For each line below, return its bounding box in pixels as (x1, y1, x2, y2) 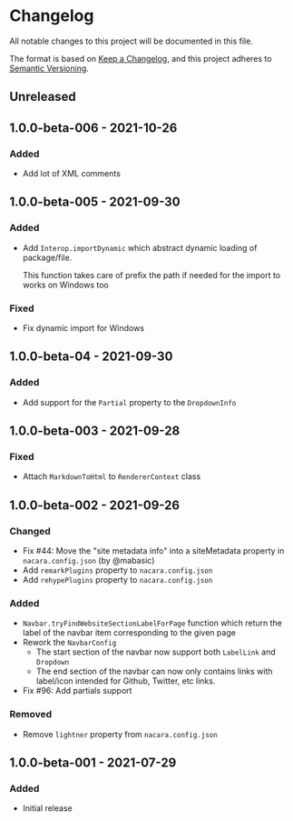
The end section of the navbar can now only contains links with (35, 666, 274, 677)
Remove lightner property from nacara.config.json (22, 728, 218, 739)
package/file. (22, 252, 73, 263)
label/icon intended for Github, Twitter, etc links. (35, 676, 216, 686)
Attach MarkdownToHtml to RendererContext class (22, 471, 201, 482)
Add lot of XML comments (22, 168, 121, 179)
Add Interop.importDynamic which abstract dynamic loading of (22, 242, 258, 253)
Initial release (22, 803, 73, 814)
